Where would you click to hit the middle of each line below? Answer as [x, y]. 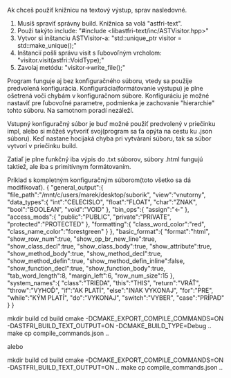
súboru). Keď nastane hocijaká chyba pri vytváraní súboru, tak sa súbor [109, 138]
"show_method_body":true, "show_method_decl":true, [85, 253]
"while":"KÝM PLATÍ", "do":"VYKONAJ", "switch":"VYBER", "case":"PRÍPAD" [116, 298]
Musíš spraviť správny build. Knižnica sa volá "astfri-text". [100, 23]
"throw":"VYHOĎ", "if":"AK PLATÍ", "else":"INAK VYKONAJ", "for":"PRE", [110, 290]
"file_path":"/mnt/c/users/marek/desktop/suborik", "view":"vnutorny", [107, 195]
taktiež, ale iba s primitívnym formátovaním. [69, 166]
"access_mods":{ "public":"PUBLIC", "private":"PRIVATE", [89, 217]
